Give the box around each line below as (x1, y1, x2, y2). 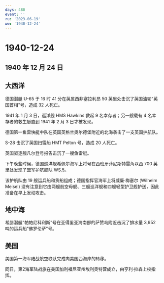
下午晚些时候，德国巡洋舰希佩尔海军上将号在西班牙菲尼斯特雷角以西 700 (5, 160, 153, 166)
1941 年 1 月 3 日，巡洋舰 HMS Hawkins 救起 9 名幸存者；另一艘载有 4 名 (5, 112, 152, 118)
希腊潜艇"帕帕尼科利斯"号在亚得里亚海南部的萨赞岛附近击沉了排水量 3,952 (5, 220, 156, 226)
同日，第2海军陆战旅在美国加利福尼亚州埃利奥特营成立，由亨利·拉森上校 (5, 266, 152, 272)
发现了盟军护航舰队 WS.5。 (13, 167, 69, 173)
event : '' (5, 12, 26, 17)
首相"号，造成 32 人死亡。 (9, 102, 63, 108)
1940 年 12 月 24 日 (5, 63, 64, 72)
